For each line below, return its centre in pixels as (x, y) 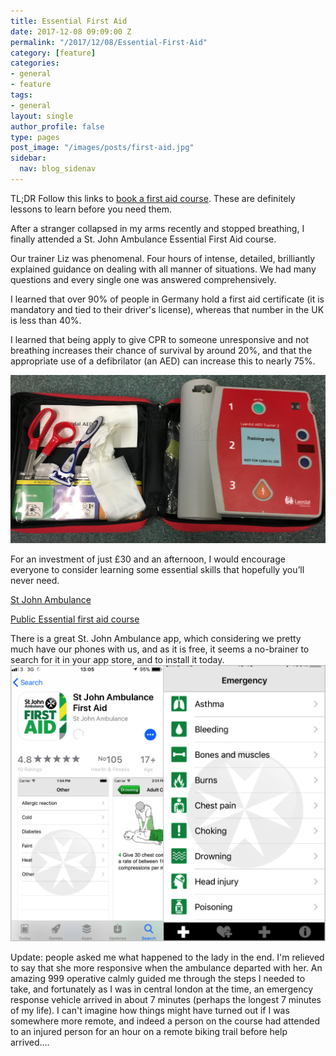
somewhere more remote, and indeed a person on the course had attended (165, 1021)
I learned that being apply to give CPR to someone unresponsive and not (160, 339)
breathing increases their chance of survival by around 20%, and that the (161, 350)
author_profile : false (57, 126)
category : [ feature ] (53, 53)
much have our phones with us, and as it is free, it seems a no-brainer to (160, 649)
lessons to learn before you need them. (91, 209)
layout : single (42, 116)
